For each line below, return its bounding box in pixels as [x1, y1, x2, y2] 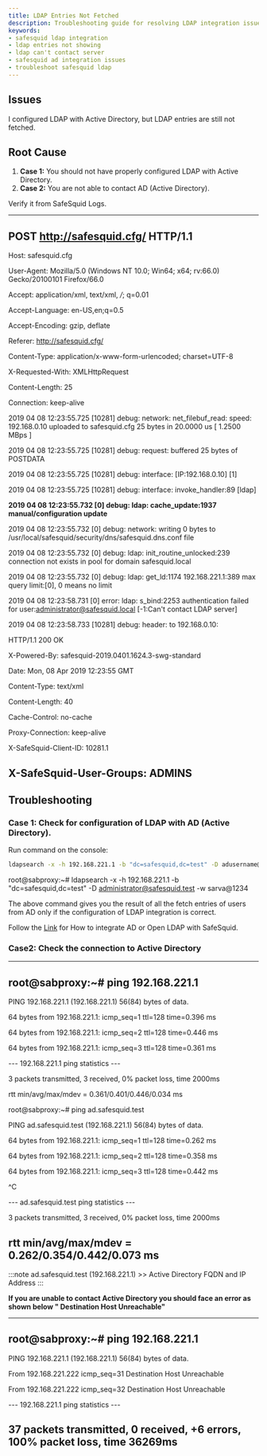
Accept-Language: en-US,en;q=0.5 [8, 306, 125, 315]
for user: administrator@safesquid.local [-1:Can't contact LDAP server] [8, 604, 238, 614]
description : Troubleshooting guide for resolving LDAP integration [8, 19, 240, 27]
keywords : [8, 26, 41, 34]
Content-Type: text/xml [8, 681, 84, 691]
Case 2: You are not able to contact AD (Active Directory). [19, 184, 210, 193]
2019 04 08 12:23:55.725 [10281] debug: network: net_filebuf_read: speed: [8, 413, 252, 423]
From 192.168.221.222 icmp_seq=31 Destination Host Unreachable [8, 1368, 224, 1378]
